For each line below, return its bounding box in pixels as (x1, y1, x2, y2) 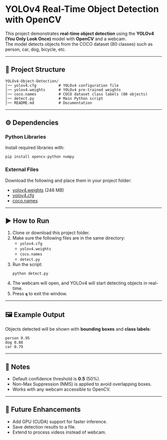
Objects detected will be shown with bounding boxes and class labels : (5, 326, 151, 332)
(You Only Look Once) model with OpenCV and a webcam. (5, 36, 127, 42)
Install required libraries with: (5, 145, 65, 151)
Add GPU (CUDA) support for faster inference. (12, 419, 108, 425)
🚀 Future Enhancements (5, 405, 81, 414)
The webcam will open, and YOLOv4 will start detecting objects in (12, 280, 148, 286)
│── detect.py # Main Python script (5, 96, 103, 101)
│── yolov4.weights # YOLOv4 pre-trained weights (5, 87, 121, 92)
